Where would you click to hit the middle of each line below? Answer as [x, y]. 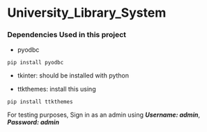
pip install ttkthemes [40, 102]
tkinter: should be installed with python [73, 75]
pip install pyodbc [36, 63]
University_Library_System [87, 13]
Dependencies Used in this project [67, 35]
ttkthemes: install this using [56, 89]
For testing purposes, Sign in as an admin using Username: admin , [104, 115]
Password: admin [33, 122]
